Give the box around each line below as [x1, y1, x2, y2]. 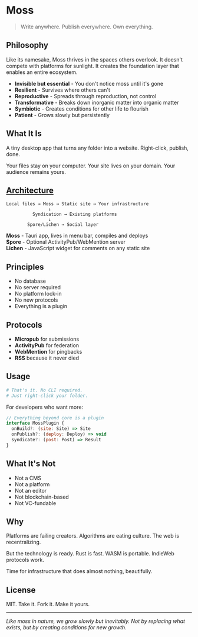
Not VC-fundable [14, 499, 57, 506]
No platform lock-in [14, 290, 62, 298]
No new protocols [14, 296, 58, 303]
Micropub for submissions [14, 335, 80, 342]
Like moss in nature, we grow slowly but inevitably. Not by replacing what [6, 617, 186, 625]
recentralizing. [6, 539, 41, 546]
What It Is [6, 128, 42, 139]
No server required [14, 284, 61, 291]
